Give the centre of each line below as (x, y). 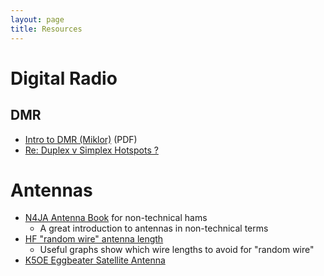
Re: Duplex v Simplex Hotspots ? (91, 150)
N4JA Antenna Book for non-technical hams (116, 218)
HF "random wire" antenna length (94, 239)
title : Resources (46, 29)
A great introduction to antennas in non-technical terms (154, 228)
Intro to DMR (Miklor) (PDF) (81, 139)
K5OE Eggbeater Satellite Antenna (95, 260)
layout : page (37, 19)
